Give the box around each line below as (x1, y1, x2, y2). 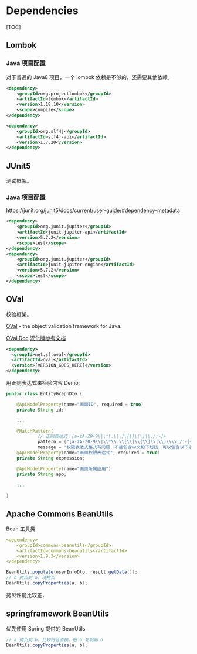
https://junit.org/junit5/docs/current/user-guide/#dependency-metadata (6, 207, 181, 214)
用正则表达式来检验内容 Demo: (6, 379, 80, 386)
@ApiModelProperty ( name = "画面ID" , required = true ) (16, 401, 144, 408)
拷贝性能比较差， (6, 591, 47, 598)
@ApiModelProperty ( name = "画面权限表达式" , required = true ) (16, 450, 160, 456)
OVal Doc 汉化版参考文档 (6, 334, 66, 341)
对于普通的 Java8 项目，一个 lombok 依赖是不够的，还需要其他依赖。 (6, 73, 173, 80)
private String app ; (16, 471, 67, 477)
